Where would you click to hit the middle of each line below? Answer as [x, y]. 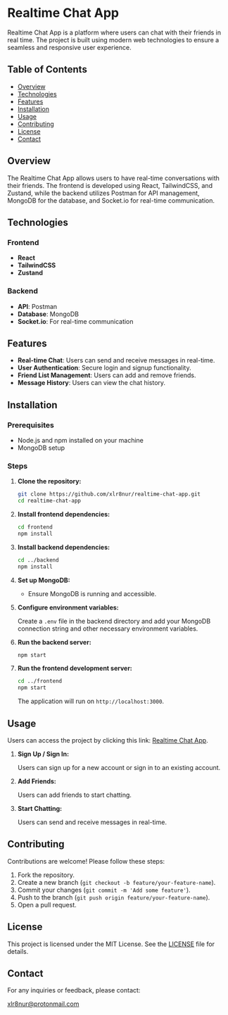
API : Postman [37, 306]
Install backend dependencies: [64, 547]
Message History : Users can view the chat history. [91, 383]
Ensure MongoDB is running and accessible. [92, 593]
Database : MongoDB [48, 314]
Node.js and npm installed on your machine [81, 441]
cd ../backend [38, 560]
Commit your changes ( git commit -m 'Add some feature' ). [104, 890]
